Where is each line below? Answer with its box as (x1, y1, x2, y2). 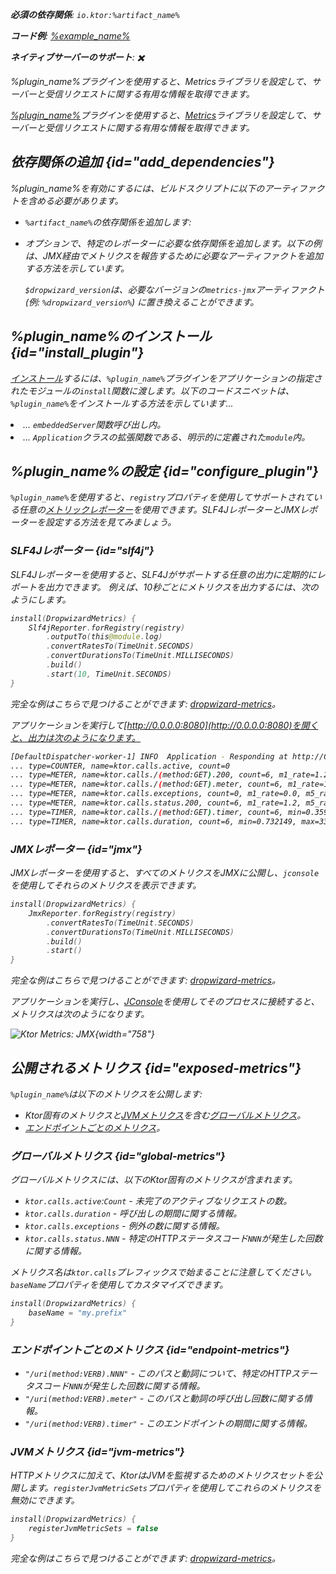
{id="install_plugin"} (10, 344, 145, 362)
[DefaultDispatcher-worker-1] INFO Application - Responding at (10, 751, 288, 762)
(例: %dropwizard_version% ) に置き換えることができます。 (24, 296, 260, 308)
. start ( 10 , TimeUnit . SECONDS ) (46, 669, 172, 679)
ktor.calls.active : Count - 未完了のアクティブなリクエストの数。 (24, 1195, 293, 1207)
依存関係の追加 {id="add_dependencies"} (10, 154, 275, 171)
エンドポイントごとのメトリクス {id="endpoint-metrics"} (10, 1343, 290, 1357)
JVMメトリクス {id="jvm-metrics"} (10, 1445, 185, 1459)
